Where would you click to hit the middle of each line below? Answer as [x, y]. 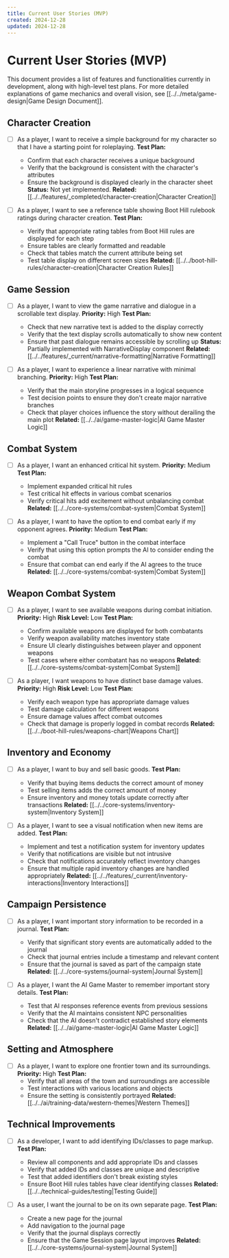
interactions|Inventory [58, 883]
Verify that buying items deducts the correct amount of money [115, 783]
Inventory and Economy [59, 753]
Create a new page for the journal [75, 1218]
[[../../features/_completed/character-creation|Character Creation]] [122, 197]
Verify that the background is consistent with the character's [113, 168]
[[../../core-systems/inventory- [133, 805]
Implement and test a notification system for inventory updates [116, 846]
